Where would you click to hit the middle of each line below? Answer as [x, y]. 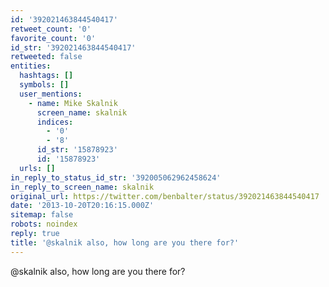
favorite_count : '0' [53, 38]
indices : [55, 122]
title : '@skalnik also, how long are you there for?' [125, 242]
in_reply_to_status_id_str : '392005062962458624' [116, 177]
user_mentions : [51, 94]
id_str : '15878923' [77, 150]
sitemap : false [42, 215]
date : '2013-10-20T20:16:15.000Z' [82, 206]
